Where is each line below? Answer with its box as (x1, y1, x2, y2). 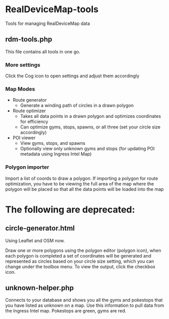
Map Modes (5, 85, 36, 92)
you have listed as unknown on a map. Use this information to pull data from (5, 302, 164, 308)
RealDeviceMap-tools (5, 4, 99, 15)
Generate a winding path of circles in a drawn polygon (20, 103, 134, 109)
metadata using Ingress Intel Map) (20, 151, 92, 157)
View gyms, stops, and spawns (20, 140, 85, 146)
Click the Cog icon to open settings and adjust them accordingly (5, 73, 140, 79)
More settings (5, 61, 41, 68)
